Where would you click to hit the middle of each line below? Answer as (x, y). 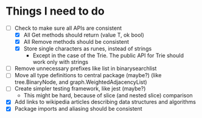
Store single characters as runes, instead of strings (88, 49)
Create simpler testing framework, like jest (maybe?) (80, 89)
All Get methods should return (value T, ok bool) (84, 35)
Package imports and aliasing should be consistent (78, 109)
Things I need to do (55, 11)
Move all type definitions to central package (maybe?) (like (88, 75)
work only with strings (61, 62)
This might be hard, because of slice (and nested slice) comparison (108, 95)
